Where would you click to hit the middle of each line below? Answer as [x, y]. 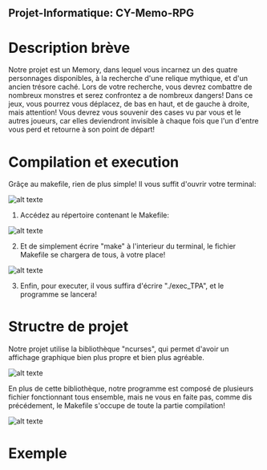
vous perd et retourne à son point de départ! [81, 130]
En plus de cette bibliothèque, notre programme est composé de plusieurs [131, 389]
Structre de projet [69, 327]
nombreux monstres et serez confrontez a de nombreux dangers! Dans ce [131, 95]
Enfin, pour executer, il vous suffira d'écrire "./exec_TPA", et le [122, 286]
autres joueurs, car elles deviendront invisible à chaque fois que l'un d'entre [133, 121]
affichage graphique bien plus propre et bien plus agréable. [106, 358]
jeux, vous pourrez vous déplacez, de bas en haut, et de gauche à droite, [129, 104]
